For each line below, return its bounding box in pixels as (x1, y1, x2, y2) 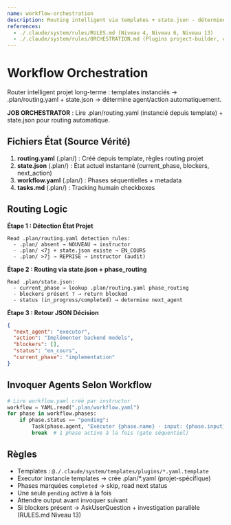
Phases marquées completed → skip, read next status (16, 481, 168, 489)
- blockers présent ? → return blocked (13, 290, 128, 297)
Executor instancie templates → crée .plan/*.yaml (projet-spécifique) (16, 474, 211, 482)
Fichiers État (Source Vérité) (7, 136, 131, 148)
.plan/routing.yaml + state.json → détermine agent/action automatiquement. (7, 96, 222, 104)
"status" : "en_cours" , (13, 347, 78, 354)
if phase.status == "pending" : (19, 417, 109, 424)
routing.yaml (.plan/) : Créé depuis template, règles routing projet (16, 154, 204, 162)
